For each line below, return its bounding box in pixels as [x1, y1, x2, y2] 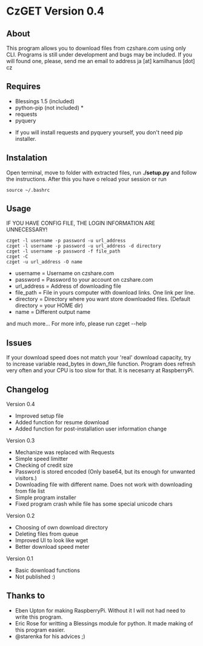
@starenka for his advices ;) [15, 633, 86, 640]
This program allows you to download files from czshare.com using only [6, 44, 187, 52]
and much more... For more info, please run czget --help [6, 320, 147, 327]
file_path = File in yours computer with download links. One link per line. [15, 289, 195, 296]
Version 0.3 [6, 437, 35, 444]
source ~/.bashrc [6, 187, 50, 193]
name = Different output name [15, 308, 91, 316]
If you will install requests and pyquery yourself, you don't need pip [15, 129, 183, 136]
